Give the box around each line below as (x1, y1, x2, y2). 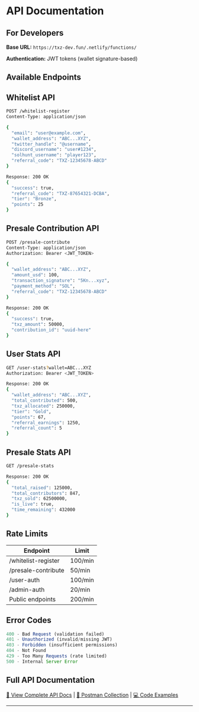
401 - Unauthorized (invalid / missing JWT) (6, 637, 113, 642)
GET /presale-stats (6, 463, 54, 469)
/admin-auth (9, 585, 45, 594)
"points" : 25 (11, 201, 44, 207)
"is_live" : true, (11, 501, 54, 508)
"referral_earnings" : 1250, (11, 420, 81, 426)
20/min (70, 585, 91, 594)
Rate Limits (6, 529, 49, 539)
